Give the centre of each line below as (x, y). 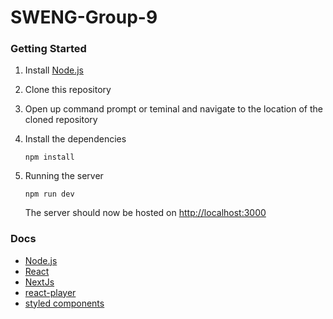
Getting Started (48, 49)
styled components (64, 303)
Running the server (64, 176)
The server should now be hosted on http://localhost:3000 (145, 213)
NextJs (39, 282)
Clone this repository (68, 90)
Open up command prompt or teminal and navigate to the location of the (173, 109)
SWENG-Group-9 (84, 17)
